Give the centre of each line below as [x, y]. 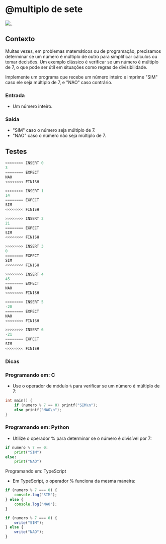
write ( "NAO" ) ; [29, 532]
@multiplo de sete [44, 9]
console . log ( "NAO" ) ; [36, 504]
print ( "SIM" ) [28, 452]
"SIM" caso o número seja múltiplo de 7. [54, 130]
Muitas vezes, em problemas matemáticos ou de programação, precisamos [83, 51]
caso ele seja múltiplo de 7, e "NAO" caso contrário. [59, 82]
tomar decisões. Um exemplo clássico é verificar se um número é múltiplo [82, 62]
